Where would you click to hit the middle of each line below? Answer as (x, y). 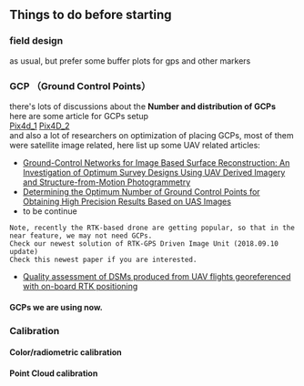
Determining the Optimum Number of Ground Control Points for (142, 191)
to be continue (50, 211)
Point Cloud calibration (54, 373)
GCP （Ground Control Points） (80, 86)
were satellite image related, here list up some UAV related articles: (135, 145)
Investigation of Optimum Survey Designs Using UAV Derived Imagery (154, 172)
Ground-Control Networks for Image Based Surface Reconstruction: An (156, 162)
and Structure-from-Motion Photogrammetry (106, 182)
